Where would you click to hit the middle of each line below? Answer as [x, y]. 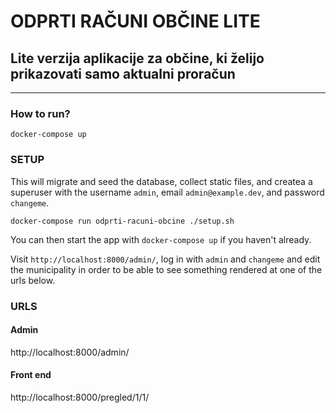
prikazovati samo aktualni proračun [123, 73]
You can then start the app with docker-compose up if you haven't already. [161, 239]
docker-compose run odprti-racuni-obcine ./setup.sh [122, 221]
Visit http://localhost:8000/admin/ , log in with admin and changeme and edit [165, 259]
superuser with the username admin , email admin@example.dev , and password [167, 192]
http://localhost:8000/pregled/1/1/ [80, 397]
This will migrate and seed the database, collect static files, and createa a [161, 181]
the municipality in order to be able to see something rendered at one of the [166, 269]
